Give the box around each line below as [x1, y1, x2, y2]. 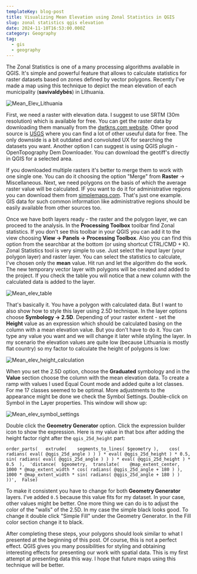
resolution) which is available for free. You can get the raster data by [6, 117, 172, 124]
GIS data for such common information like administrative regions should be [6, 198, 190, 205]
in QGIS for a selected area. [6, 155, 73, 162]
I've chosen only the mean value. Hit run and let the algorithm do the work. [6, 259, 188, 266]
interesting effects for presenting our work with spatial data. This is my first [6, 549, 188, 556]
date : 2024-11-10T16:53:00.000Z [6, 25, 85, 31]
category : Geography [6, 31, 57, 37]
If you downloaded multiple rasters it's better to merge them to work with [6, 166, 183, 173]
